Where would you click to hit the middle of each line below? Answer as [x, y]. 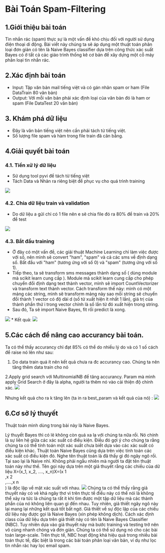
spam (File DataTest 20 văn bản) [45, 103]
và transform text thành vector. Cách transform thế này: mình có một [82, 288]
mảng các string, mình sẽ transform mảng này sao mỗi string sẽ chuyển [85, 294]
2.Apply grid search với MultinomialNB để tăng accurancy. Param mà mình [80, 377]
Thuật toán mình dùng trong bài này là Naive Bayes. [57, 425]
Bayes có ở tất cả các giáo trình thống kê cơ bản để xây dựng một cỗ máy [80, 55]
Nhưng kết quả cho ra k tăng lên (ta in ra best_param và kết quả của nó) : [79, 398]
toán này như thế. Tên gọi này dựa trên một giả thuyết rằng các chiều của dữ [82, 466]
